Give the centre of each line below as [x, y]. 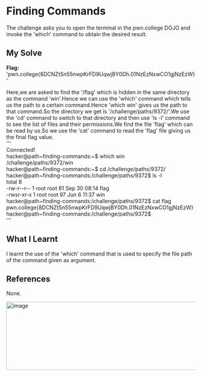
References [28, 279]
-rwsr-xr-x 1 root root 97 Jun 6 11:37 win [56, 195]
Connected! [21, 149]
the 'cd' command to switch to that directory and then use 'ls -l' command [98, 117]
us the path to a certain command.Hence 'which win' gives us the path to [97, 105]
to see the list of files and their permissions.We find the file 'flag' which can [99, 124]
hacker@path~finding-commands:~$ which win [66, 156]
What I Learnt [32, 239]
